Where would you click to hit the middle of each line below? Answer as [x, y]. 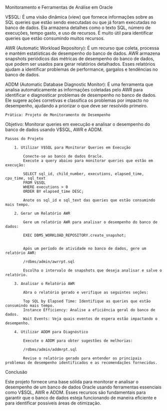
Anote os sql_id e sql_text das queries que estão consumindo [89, 200]
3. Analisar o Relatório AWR [44, 284]
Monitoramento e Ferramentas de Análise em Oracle [59, 7]
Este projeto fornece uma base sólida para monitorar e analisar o [72, 382]
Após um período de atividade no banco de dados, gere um [85, 248]
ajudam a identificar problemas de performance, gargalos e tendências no [82, 69]
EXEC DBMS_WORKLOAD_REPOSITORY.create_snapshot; [75, 235]
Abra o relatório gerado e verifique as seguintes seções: [86, 293]
